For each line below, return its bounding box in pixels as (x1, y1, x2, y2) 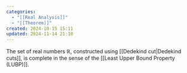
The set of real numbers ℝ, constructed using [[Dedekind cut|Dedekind (6, 48, 182, 55)
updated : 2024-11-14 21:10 (6, 31, 73, 37)
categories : (6, 8, 36, 15)
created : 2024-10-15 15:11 (6, 25, 73, 32)
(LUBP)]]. (6, 61, 29, 68)
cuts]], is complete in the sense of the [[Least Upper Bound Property (6, 54, 175, 62)
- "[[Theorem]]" (11, 20, 52, 26)
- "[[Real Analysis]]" (11, 14, 68, 20)
